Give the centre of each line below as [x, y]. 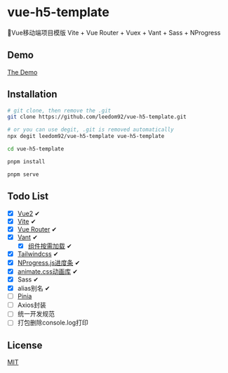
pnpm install [26, 162]
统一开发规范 [36, 314]
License [25, 345]
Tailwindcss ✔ [38, 253]
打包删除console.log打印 [53, 323]
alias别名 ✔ [34, 289]
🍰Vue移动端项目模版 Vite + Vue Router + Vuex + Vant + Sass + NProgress [114, 32]
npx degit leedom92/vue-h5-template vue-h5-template [86, 137]
